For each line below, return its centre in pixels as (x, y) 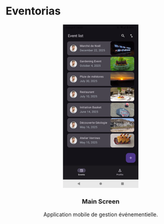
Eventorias (33, 11)
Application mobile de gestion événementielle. (101, 214)
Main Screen (101, 201)
